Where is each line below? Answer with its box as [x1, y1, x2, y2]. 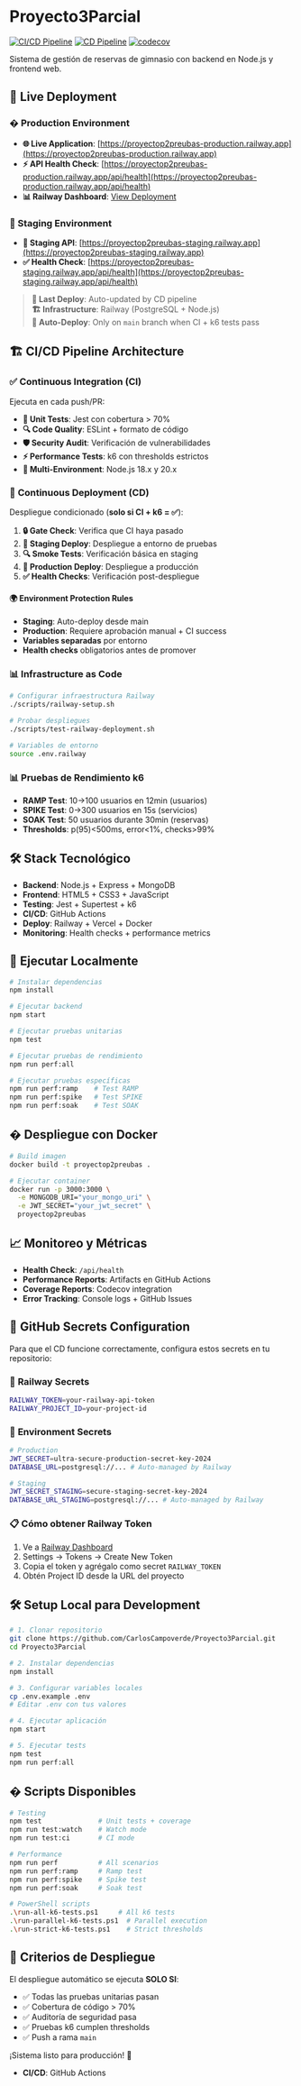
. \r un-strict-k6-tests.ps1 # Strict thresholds [9, 1925, 204, 1935]
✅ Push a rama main [22, 2031, 97, 2043]
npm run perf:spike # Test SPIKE [9, 1093, 143, 1102]
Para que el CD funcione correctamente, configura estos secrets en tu [9, 1343, 270, 1354]
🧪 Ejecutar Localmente [9, 954, 139, 969]
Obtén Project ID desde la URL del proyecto [22, 1570, 185, 1581]
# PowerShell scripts [9, 1899, 91, 1908]
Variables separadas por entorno [22, 636, 148, 646]
